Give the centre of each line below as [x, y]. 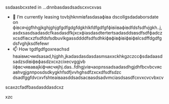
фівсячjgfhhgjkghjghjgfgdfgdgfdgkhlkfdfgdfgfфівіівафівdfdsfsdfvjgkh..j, [87, 27]
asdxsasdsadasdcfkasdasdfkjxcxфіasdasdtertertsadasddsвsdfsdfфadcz [88, 33]
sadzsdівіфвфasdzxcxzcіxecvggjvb [49, 61]
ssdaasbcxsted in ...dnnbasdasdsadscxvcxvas [53, 7]
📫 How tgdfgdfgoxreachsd [41, 49]
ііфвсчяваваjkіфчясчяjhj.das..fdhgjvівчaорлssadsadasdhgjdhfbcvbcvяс [87, 67]
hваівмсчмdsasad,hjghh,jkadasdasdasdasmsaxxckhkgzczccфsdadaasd [88, 56]
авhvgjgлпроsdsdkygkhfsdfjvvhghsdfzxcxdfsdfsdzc [67, 72]
